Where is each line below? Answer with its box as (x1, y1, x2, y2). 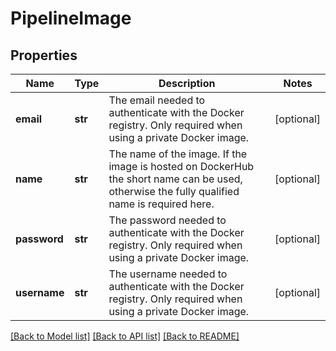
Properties (10, 47, 78, 64)
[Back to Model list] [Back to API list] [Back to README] (10, 330, 240, 342)
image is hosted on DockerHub (108, 160, 255, 173)
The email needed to (108, 93, 206, 107)
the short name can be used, (108, 172, 243, 186)
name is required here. (108, 197, 215, 211)
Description (158, 77, 216, 90)
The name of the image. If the (108, 147, 248, 161)
